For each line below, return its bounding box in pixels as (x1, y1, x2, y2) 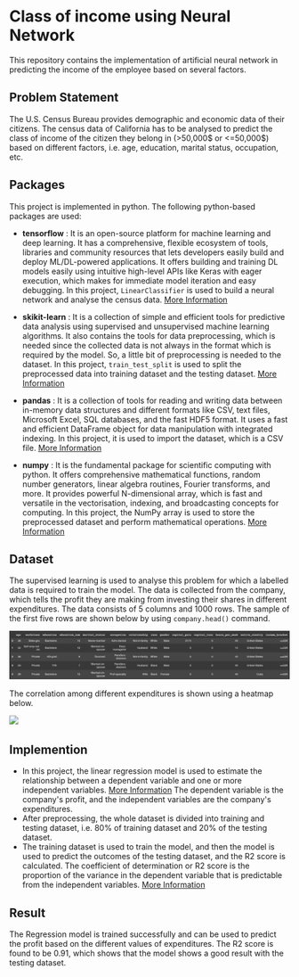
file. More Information (21, 442, 102, 453)
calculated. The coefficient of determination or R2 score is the (21, 860, 250, 871)
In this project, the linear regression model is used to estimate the (21, 766, 263, 776)
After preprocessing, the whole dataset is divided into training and (21, 813, 265, 824)
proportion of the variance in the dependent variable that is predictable (21, 870, 283, 881)
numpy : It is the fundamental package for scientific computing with (21, 459, 271, 470)
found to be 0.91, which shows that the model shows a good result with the (9, 948, 285, 959)
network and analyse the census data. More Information (21, 294, 229, 305)
